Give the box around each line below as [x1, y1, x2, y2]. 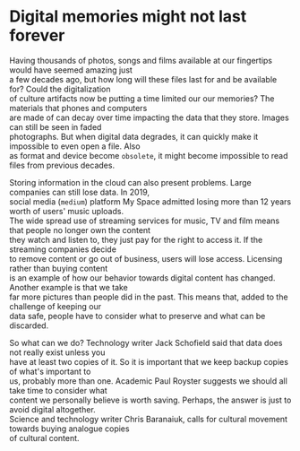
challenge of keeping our [9, 300, 101, 311]
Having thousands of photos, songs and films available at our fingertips [9, 55, 273, 65]
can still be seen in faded [9, 121, 102, 132]
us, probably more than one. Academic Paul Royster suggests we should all [9, 375, 288, 386]
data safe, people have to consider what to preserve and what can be [9, 310, 266, 321]
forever [9, 25, 65, 46]
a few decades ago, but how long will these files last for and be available [9, 74, 278, 84]
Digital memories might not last [9, 6, 247, 27]
